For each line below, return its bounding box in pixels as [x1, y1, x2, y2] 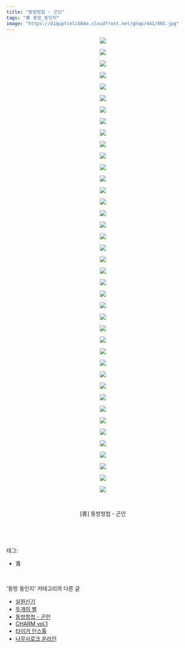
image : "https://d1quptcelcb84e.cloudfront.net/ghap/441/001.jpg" [6, 20, 179, 26]
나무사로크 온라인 [15, 635, 57, 642]
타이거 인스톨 [15, 627, 47, 635]
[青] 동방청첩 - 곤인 [80, 510, 126, 517]
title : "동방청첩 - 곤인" [6, 9, 65, 15]
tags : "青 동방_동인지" [6, 15, 60, 21]
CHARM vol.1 [15, 620, 48, 628]
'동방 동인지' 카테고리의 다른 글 [6, 585, 80, 592]
